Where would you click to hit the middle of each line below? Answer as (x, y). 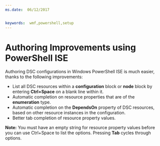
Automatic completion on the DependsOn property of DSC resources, (83, 107)
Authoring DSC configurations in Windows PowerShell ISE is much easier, (80, 72)
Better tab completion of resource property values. (64, 118)
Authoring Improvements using (71, 47)
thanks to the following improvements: (44, 77)
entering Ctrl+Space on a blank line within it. (58, 92)
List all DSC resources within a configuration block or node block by (82, 87)
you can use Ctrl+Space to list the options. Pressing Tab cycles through (78, 133)
